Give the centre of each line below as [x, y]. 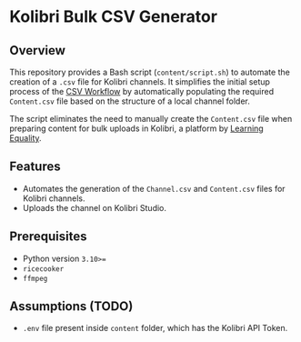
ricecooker [43, 269]
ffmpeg [35, 278]
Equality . [26, 138]
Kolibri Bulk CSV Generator [114, 17]
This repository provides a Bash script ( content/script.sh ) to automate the [150, 72]
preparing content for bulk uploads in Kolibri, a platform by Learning [136, 128]
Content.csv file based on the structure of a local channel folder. [130, 101]
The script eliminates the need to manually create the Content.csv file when [151, 119]
